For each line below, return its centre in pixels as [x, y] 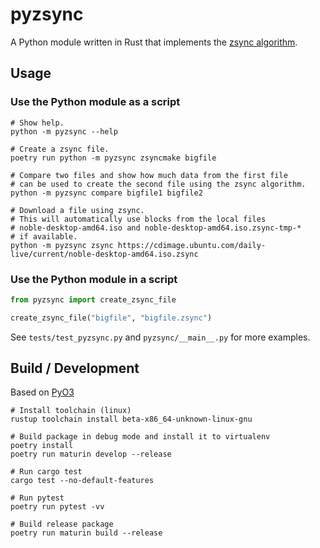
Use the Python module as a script [95, 102]
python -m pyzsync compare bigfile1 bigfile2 [106, 193]
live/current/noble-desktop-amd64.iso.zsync [104, 254]
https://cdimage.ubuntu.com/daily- [192, 245]
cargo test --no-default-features [82, 481]
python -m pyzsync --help [64, 131]
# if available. [44, 236]
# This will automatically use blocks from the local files [138, 219]
